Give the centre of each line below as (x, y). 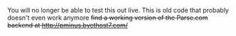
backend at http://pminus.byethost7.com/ (68, 25)
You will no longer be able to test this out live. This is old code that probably (118, 10)
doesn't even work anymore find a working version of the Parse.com (108, 18)
